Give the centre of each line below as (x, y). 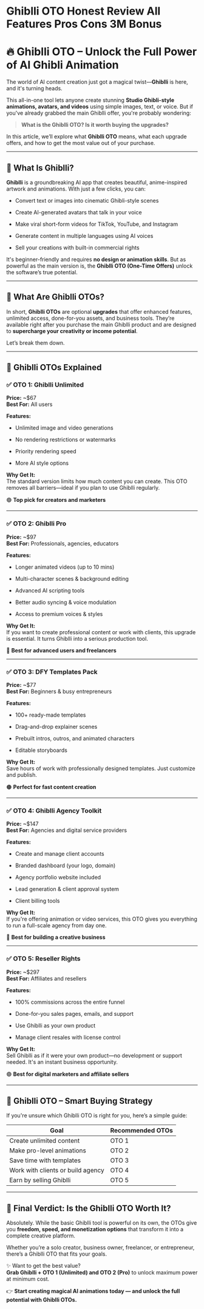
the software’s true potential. (42, 272)
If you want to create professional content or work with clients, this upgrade (101, 632)
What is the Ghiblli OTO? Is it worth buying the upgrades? (95, 125)
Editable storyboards (41, 750)
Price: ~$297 (23, 972)
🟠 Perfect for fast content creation (51, 787)
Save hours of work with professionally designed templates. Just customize (101, 768)
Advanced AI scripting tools (50, 590)
